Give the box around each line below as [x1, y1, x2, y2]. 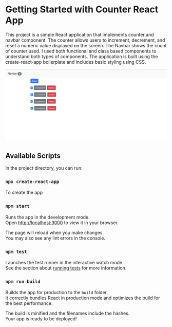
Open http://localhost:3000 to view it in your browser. [5, 220, 119, 226]
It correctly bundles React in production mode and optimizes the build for [5, 295, 160, 301]
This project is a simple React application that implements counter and [5, 31, 154, 38]
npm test [5, 248, 27, 255]
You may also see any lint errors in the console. [5, 235, 105, 241]
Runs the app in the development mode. [5, 214, 90, 220]
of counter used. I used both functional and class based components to [5, 48, 157, 54]
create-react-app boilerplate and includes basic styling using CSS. [5, 59, 146, 65]
